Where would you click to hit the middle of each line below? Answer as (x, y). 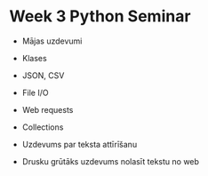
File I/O (35, 92)
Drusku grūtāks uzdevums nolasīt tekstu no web (111, 161)
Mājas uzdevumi (52, 41)
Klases (34, 58)
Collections (43, 127)
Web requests (48, 109)
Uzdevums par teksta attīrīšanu (80, 144)
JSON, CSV (43, 75)
